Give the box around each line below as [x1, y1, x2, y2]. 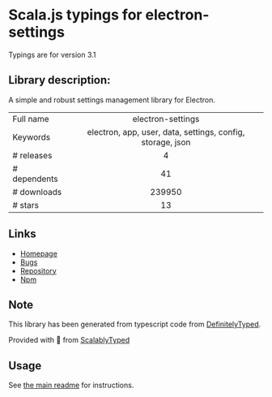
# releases [12, 149, 53, 161]
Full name [12, 113, 50, 124]
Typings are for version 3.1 [8, 50, 96, 59]
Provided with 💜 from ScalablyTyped [8, 335, 130, 345]
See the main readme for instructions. [8, 380, 134, 391]
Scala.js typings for [8, 6, 142, 24]
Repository [19, 265, 57, 275]
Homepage [19, 248, 58, 258]
